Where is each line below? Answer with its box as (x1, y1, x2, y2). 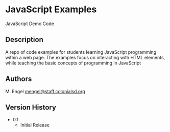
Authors (5, 75, 32, 83)
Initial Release (20, 122, 50, 128)
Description (5, 35, 43, 44)
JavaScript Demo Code (5, 20, 55, 27)
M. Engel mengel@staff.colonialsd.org (5, 88, 85, 94)
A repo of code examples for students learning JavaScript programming (5, 49, 157, 55)
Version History (5, 103, 56, 112)
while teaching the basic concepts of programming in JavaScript (5, 60, 141, 66)
